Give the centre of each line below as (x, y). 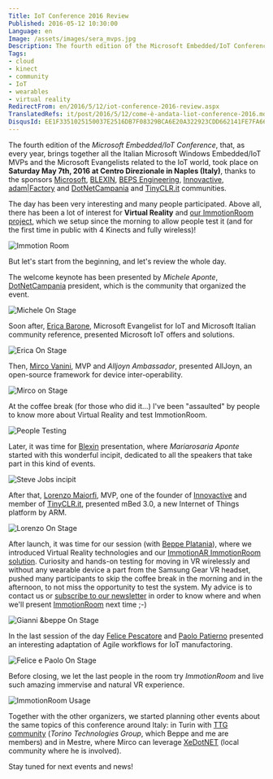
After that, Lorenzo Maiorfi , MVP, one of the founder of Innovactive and (128, 495)
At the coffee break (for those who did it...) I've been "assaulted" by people (134, 406)
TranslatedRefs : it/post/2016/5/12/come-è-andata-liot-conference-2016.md (138, 115)
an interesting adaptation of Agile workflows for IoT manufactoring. (121, 644)
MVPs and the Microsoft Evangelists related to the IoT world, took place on (133, 162)
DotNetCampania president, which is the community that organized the (127, 285)
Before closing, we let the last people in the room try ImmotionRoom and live (136, 676)
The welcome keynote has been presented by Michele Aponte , (113, 276)
